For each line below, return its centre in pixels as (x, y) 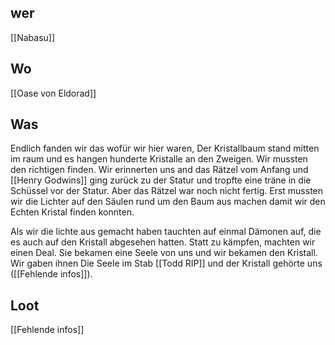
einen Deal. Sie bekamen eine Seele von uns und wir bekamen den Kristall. (164, 253)
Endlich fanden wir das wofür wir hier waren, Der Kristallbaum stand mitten (165, 148)
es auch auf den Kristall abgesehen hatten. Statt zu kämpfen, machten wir (163, 242)
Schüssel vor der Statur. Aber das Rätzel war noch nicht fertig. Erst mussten (167, 191)
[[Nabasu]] (33, 37)
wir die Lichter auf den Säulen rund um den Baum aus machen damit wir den (168, 202)
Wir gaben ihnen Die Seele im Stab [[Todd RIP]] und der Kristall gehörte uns (166, 263)
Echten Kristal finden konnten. (72, 212)
